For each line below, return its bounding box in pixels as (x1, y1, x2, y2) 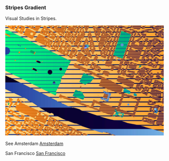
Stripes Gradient (5, 4, 46, 11)
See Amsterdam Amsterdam (5, 140, 64, 147)
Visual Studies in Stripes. (5, 16, 57, 22)
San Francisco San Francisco (5, 150, 65, 156)
